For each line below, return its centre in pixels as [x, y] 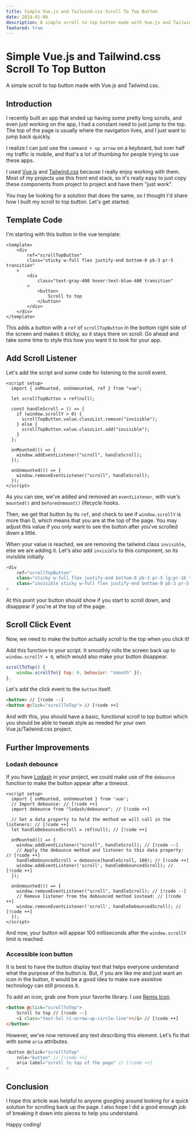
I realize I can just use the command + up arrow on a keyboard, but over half [95, 148]
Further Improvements [48, 747]
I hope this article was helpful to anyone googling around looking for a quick [97, 1101]
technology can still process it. [43, 986]
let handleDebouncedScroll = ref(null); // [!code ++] [79, 830]
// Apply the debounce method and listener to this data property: [100, 850]
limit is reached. [25, 939]
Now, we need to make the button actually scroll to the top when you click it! [98, 639]
